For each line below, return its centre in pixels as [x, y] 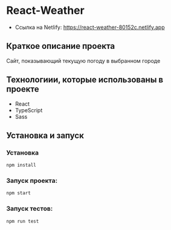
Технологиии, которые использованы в [85, 80]
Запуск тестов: [30, 209]
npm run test [23, 221]
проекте [23, 89]
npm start [19, 193]
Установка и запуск [45, 136]
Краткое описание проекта [61, 46]
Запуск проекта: [32, 180]
